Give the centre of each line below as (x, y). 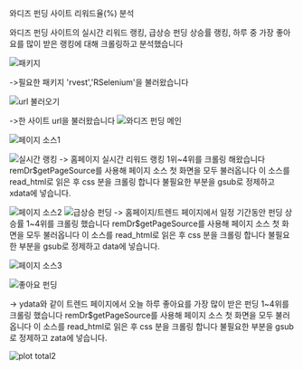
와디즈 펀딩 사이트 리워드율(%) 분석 (72, 13)
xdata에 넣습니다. (40, 193)
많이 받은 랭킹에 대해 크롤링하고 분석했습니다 (104, 44)
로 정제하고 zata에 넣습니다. (58, 338)
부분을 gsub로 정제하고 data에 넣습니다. (89, 246)
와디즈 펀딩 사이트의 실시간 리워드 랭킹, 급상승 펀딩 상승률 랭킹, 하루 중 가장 (142, 33)
